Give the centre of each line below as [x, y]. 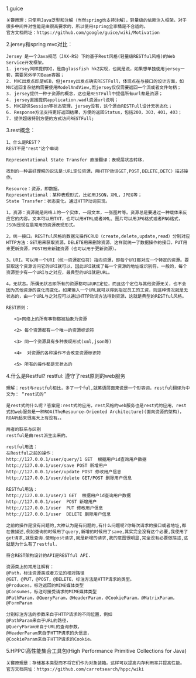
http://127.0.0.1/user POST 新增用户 [52, 502]
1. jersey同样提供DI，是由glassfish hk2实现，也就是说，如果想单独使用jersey [93, 69]
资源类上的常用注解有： [30, 567]
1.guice [15, 8]
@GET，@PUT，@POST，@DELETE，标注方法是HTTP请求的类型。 [70, 579]
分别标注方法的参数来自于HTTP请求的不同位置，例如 [59, 614]
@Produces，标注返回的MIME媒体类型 [45, 586]
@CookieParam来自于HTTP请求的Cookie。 [50, 639]
